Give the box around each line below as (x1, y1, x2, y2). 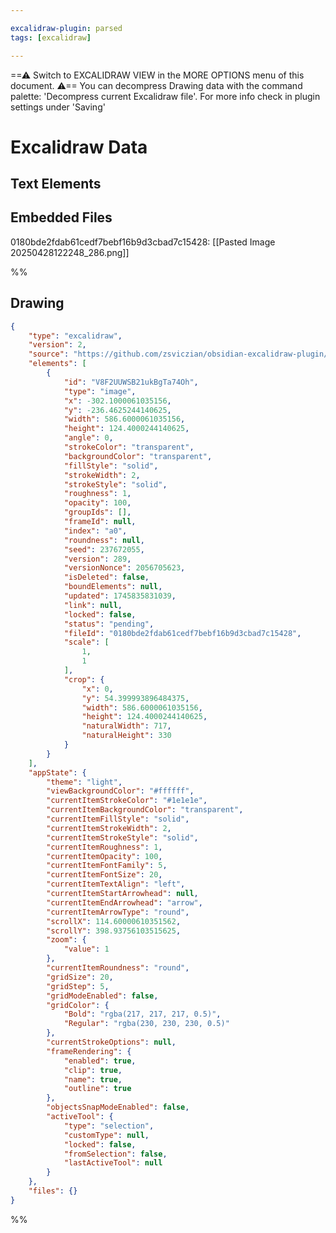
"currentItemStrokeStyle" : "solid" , (46, 832, 199, 843)
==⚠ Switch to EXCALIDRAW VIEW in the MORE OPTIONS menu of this (10, 69, 305, 81)
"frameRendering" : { (46, 1046, 132, 1056)
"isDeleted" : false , (63, 572, 150, 583)
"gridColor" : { (46, 1000, 110, 1010)
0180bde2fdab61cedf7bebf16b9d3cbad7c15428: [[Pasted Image (10, 236, 276, 248)
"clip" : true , (63, 1065, 123, 1075)
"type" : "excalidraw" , (28, 331, 123, 341)
